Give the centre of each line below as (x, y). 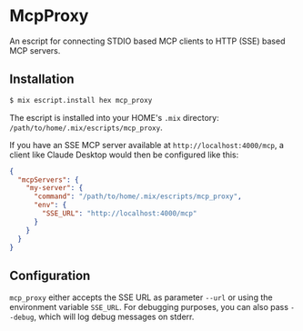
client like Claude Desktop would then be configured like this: (124, 155)
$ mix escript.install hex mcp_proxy (81, 100)
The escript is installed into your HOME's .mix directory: (115, 117)
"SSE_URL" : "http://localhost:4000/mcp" (120, 214)
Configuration (50, 275)
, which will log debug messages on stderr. (114, 317)
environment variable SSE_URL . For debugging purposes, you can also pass (149, 307)
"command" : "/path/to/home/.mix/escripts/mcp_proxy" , (138, 196)
